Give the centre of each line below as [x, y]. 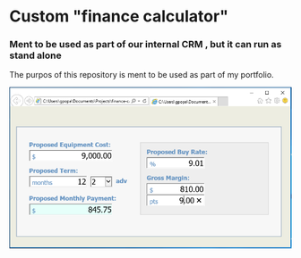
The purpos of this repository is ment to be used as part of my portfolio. [142, 75]
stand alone [35, 55]
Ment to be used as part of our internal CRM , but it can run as [146, 45]
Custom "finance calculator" [119, 17]
